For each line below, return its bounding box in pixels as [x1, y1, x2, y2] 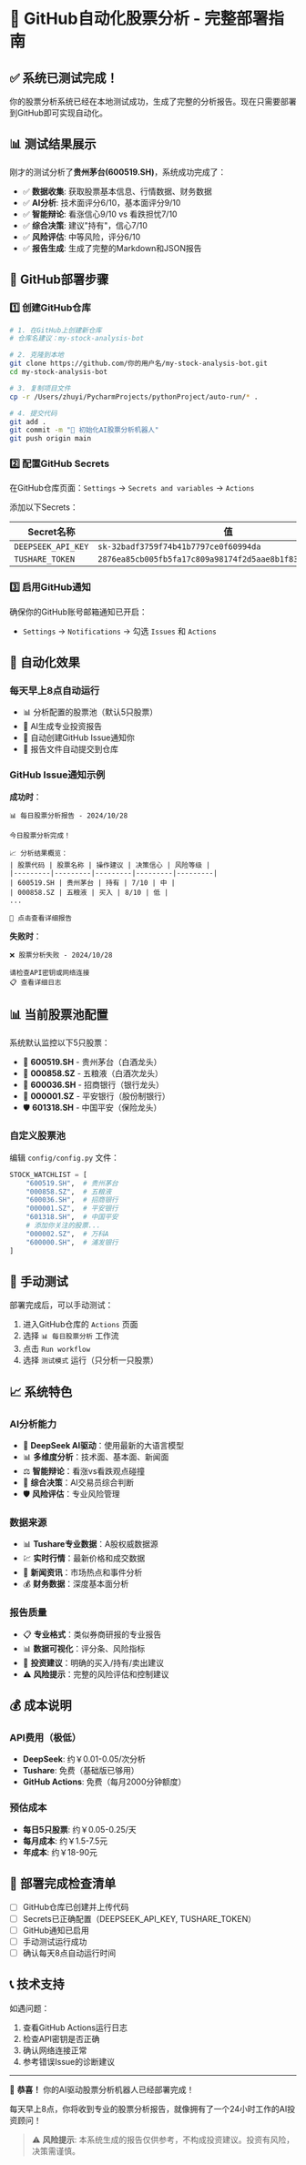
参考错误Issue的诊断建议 [22, 2056, 116, 2067]
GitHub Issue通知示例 [9, 768, 106, 781]
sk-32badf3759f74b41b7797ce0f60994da [97, 542, 261, 552]
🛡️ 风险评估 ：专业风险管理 [22, 1489, 120, 1499]
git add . [9, 417, 47, 426]
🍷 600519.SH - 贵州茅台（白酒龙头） [22, 1056, 162, 1067]
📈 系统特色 [9, 1384, 73, 1399]
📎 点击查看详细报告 [9, 913, 73, 922]
